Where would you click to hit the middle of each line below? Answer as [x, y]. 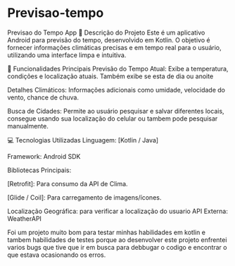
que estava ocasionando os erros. [57, 255]
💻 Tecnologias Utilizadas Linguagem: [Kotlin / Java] [83, 140]
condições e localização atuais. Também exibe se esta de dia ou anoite [110, 76]
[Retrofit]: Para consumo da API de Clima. [68, 183]
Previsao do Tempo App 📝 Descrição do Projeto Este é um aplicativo [106, 32]
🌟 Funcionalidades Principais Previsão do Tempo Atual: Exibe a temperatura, [118, 68]
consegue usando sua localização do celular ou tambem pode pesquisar [113, 119]
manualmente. [28, 126]
